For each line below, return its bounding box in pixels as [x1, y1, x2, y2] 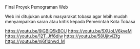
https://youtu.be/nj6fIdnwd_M [5, 38, 65, 44]
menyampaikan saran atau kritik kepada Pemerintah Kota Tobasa [5, 19, 136, 24]
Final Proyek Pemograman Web [5, 4, 68, 10]
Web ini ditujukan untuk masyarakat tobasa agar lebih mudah [5, 14, 128, 19]
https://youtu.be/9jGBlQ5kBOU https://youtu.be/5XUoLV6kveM [5, 28, 132, 33]
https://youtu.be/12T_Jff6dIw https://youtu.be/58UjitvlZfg [5, 33, 120, 39]
